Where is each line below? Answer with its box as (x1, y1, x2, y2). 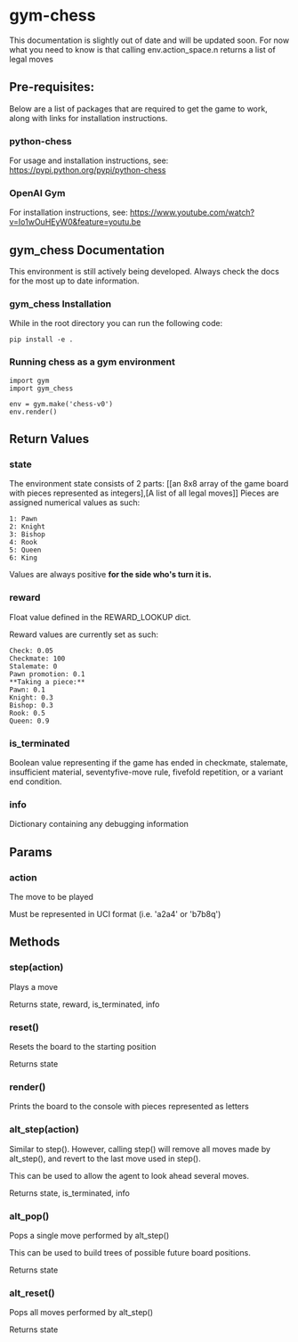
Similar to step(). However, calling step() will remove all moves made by (9, 1143, 271, 1154)
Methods (9, 935, 60, 950)
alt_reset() (9, 1287, 55, 1299)
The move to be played (9, 892, 93, 903)
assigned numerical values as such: (9, 497, 141, 508)
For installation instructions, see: (9, 207, 129, 218)
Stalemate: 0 (9, 661, 58, 671)
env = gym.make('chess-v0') (9, 399, 114, 408)
